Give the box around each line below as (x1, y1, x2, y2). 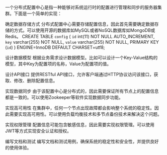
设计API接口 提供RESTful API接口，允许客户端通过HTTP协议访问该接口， (5, 72, 154, 77)
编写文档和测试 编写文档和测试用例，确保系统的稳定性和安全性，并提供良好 (5, 139, 159, 144)
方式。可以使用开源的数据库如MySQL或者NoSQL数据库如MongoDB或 (13, 27, 156, 33)
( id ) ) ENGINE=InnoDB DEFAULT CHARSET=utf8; (5, 44, 105, 50)
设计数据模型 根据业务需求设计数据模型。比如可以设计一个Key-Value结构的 (5, 55, 158, 61)
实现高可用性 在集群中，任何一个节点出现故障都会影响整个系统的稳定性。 (5, 105, 155, 111)
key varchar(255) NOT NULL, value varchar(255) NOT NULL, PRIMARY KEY (5, 39, 159, 45)
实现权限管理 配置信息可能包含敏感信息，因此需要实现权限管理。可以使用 (5, 122, 155, 128)
